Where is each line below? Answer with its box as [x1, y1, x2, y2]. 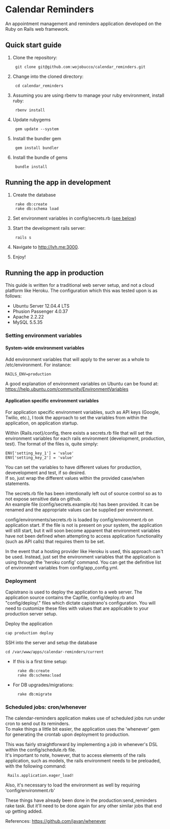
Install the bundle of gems [12, 154, 68, 160]
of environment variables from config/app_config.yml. [5, 564, 119, 570]
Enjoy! [12, 253, 26, 260]
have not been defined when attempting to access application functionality [5, 533, 163, 539]
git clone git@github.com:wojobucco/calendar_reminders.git [15, 64, 146, 70]
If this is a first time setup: [12, 658, 67, 664]
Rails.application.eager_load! [7, 773, 74, 778]
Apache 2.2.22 [12, 314, 44, 320]
